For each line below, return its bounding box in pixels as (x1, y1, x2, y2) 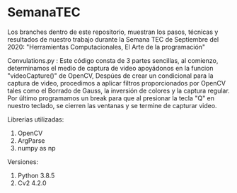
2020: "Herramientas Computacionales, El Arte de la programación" (7, 42, 206, 51)
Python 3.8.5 (17, 171, 55, 180)
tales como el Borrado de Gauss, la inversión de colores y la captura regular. (7, 86, 230, 95)
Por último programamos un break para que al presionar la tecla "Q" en (7, 93, 214, 103)
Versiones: (7, 157, 39, 166)
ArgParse (17, 136, 45, 145)
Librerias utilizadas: (7, 115, 64, 124)
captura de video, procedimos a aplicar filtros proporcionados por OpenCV (7, 78, 226, 87)
